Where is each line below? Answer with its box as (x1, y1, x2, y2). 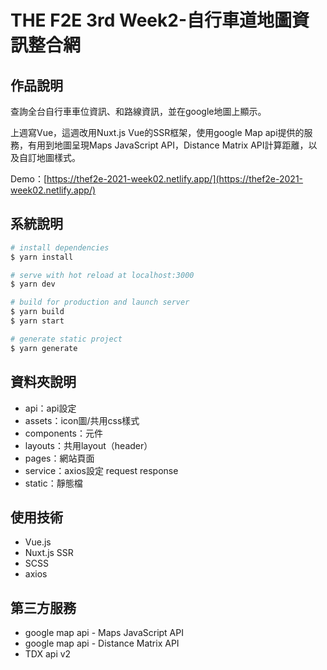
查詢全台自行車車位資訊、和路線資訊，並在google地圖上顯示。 (10, 106, 267, 117)
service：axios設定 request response (24, 464, 179, 476)
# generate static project (10, 334, 123, 344)
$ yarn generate (10, 343, 78, 353)
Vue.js (24, 536, 52, 548)
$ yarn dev (10, 279, 56, 290)
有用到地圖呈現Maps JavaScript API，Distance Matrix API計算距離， (27, 139, 309, 151)
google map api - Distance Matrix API (24, 637, 180, 650)
